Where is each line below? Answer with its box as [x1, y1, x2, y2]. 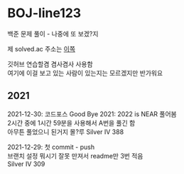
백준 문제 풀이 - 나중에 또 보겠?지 [7, 29, 99, 38]
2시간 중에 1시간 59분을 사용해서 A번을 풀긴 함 [7, 118, 136, 127]
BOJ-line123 [7, 5, 82, 21]
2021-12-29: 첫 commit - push [7, 143, 94, 151]
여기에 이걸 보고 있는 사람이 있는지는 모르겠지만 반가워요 [7, 68, 163, 77]
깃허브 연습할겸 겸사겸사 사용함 [7, 59, 94, 68]
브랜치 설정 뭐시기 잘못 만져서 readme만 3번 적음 [7, 151, 144, 160]
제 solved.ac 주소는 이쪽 [7, 44, 76, 53]
